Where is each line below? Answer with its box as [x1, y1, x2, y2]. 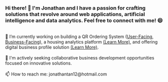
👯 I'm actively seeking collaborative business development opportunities [5, 55, 154, 61]
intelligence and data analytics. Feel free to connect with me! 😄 [5, 17, 163, 24]
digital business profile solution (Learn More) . [5, 44, 99, 50]
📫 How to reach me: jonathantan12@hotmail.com [5, 71, 107, 77]
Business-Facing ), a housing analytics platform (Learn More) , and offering [5, 39, 158, 45]
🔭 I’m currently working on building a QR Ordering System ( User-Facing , [5, 33, 154, 39]
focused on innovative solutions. [5, 60, 72, 66]
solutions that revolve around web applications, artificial [5, 10, 145, 17]
